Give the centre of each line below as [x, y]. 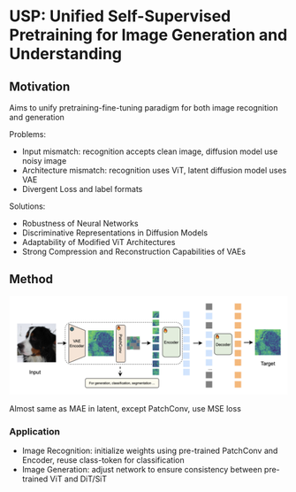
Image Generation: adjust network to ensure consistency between [142, 470]
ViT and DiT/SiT [79, 479]
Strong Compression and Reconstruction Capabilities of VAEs [133, 251]
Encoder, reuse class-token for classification [103, 460]
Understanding [65, 54]
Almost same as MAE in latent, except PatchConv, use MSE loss [125, 408]
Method [31, 279]
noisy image [44, 161]
